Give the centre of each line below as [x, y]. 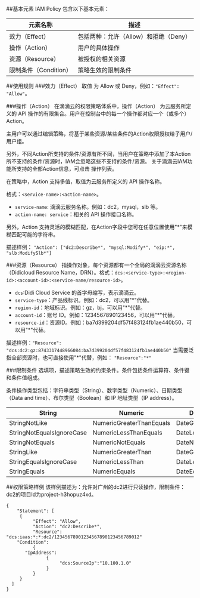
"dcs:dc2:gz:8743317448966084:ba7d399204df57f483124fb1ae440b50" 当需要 [97, 350]
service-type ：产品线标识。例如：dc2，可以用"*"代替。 [84, 300]
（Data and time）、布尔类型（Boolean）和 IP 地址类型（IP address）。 [92, 398]
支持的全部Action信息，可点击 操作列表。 [67, 169]
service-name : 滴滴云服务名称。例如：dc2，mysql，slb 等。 [88, 207]
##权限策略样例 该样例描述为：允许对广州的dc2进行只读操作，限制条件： [96, 487]
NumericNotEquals [119, 442]
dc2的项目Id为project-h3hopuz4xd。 [51, 494]
